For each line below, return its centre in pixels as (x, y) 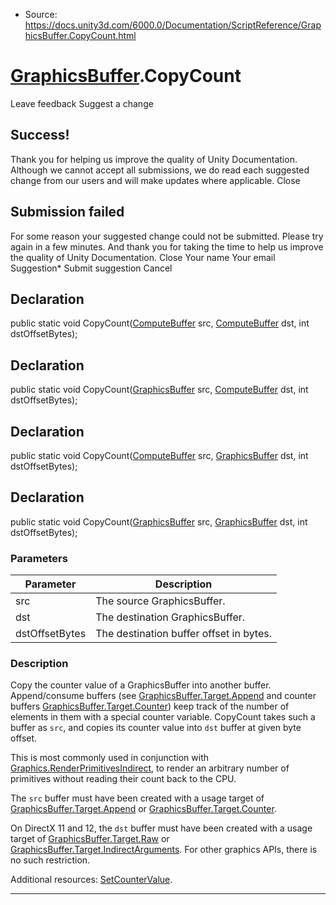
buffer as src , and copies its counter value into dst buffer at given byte (156, 728)
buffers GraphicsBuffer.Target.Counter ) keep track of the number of (150, 706)
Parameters (39, 558)
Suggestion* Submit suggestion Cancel (91, 268)
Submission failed (67, 212)
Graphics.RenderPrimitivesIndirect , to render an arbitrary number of (150, 768)
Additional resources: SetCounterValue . (91, 880)
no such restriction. (50, 860)
